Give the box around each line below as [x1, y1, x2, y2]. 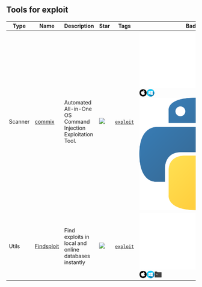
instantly [64, 258, 85, 266]
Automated [64, 98, 92, 106]
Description [64, 22, 94, 29]
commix [34, 118, 55, 125]
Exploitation [64, 130, 94, 137]
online [64, 246, 80, 253]
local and [64, 240, 87, 247]
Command [64, 118, 90, 125]
